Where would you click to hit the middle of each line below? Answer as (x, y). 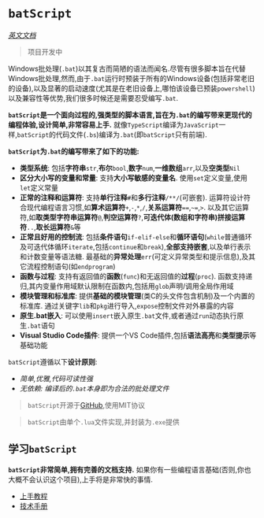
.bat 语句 (41, 325)
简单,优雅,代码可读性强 (56, 378)
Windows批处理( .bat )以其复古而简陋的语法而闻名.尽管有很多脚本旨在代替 (127, 68)
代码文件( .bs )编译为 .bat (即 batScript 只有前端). (131, 134)
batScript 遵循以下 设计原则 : (53, 361)
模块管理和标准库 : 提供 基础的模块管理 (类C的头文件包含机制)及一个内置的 (137, 296)
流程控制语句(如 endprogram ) (71, 266)
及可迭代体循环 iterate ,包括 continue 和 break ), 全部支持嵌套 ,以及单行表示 (135, 246)
